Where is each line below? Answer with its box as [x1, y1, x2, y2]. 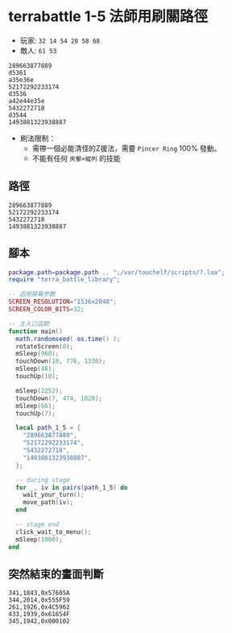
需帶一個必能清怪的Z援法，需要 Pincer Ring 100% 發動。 [31, 143, 222, 153]
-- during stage [15, 476, 70, 484]
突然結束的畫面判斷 [8, 567, 104, 581]
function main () [8, 327, 63, 335]
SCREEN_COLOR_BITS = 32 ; [8, 306, 85, 314]
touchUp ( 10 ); [15, 373, 60, 381]
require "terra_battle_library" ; [8, 276, 121, 284]
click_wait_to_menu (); [15, 527, 92, 536]
